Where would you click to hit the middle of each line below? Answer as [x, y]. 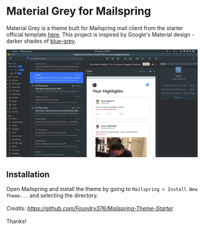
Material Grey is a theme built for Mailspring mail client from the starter [95, 28]
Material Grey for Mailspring [79, 11]
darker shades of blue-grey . [41, 41]
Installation [28, 174]
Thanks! [16, 221]
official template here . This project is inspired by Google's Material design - [100, 34]
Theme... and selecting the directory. [52, 195]
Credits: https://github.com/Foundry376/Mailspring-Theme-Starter [90, 209]
